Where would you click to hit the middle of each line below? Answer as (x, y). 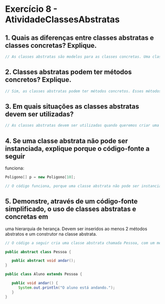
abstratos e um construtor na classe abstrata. (51, 234)
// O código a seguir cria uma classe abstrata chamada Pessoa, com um (80, 243)
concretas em (27, 217)
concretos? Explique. (38, 80)
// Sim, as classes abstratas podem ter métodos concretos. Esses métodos (83, 91)
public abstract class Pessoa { (38, 252)
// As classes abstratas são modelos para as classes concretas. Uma (78, 57)
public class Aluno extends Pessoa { (44, 274)
